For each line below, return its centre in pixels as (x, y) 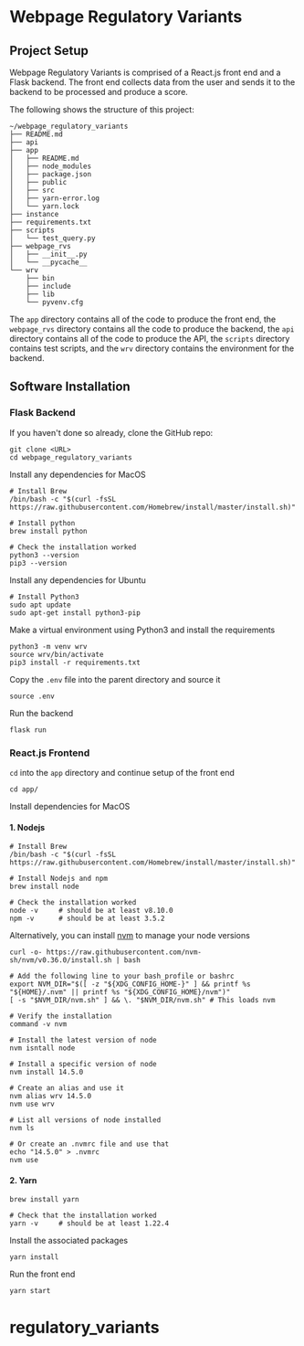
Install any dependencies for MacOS (78, 474)
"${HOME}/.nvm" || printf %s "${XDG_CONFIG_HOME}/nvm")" (120, 992)
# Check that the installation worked (83, 1216)
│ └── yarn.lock (44, 207)
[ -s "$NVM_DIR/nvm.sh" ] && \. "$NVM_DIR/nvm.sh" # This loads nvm (142, 1001)
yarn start (30, 1291)
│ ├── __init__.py (49, 254)
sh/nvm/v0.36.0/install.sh (61, 960)
